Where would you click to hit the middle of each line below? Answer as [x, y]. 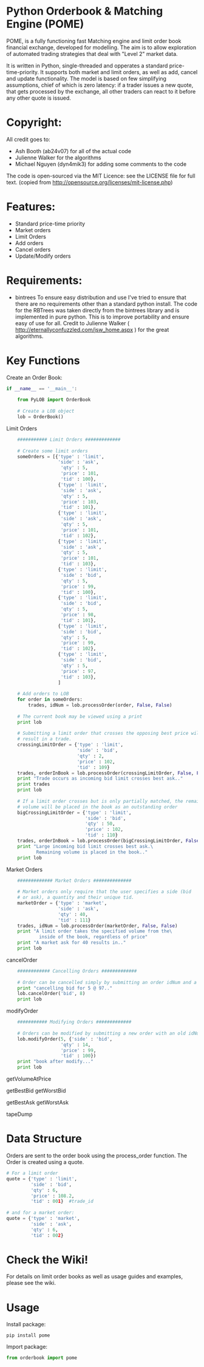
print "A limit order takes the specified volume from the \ [95, 931]
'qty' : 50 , [100, 824]
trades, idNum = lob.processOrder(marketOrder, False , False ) [97, 926]
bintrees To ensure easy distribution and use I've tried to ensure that [100, 297]
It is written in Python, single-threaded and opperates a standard [87, 66]
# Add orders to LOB [43, 694]
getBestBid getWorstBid [36, 1091]
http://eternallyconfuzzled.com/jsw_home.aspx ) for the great [92, 329]
